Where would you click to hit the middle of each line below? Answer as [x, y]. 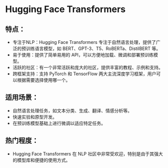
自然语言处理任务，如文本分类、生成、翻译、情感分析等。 [72, 110]
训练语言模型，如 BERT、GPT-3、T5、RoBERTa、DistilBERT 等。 [93, 48]
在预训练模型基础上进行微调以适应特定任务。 [59, 123]
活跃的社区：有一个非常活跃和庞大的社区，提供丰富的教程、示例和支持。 [88, 67]
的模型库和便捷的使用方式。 [41, 160]
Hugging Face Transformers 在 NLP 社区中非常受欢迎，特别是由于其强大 [88, 154]
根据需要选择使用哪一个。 [44, 80]
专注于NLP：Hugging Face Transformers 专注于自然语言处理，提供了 [84, 42]
